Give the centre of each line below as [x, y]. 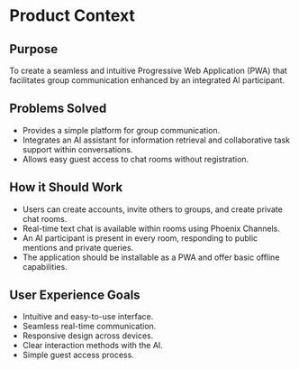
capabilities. [45, 266]
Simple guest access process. [78, 355]
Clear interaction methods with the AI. [93, 346]
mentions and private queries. [78, 247]
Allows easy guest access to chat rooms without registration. [136, 159]
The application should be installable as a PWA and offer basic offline [151, 257]
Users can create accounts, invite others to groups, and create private [153, 209]
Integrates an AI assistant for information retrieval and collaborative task [156, 140]
